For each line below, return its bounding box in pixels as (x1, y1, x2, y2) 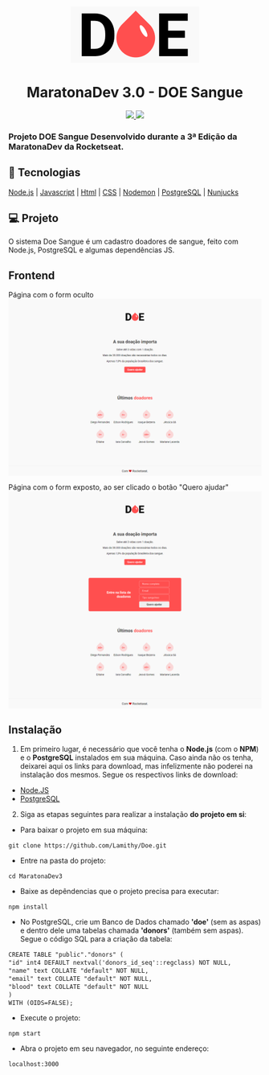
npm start (8, 1030, 42, 1038)
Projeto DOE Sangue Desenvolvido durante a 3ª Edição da (8, 131, 238, 142)
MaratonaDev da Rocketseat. (8, 141, 124, 152)
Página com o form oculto (8, 290, 94, 300)
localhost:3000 (8, 1061, 59, 1069)
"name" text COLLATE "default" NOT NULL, (8, 967, 149, 975)
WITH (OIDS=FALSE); (8, 999, 74, 1007)
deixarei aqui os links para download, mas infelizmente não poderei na (19, 761, 253, 771)
